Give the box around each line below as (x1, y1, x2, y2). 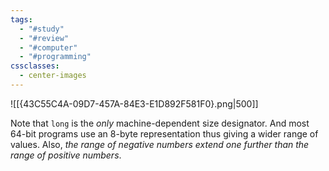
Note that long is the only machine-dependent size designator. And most (10, 117, 310, 129)
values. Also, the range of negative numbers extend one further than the (10, 138, 310, 150)
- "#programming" (19, 52, 92, 62)
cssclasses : (10, 61, 60, 71)
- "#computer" (19, 42, 78, 53)
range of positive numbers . (10, 149, 122, 161)
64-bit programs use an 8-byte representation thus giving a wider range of (10, 127, 319, 140)
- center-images (19, 71, 87, 81)
